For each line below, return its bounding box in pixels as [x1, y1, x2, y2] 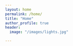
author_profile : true [5, 20, 49, 26]
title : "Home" [5, 16, 34, 21]
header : [5, 25, 21, 30]
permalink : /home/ [5, 12, 42, 16]
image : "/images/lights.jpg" [9, 30, 69, 34]
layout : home [5, 7, 32, 12]
